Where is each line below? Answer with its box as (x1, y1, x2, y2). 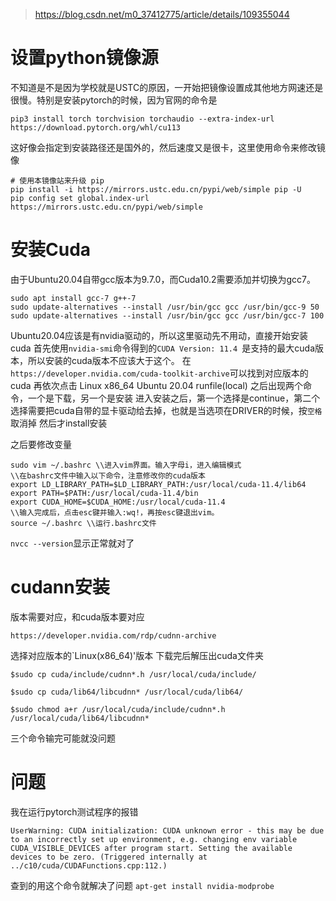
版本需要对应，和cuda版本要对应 (10, 610, 145, 623)
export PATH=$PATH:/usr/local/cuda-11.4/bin (10, 488, 199, 498)
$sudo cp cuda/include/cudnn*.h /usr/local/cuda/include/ (10, 669, 257, 679)
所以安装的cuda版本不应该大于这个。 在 (27, 354, 192, 366)
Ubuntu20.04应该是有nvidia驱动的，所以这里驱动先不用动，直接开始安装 (10, 329, 309, 341)
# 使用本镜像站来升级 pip (10, 175, 105, 186)
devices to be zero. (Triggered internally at (10, 852, 208, 862)
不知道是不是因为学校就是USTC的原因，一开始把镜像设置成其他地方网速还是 (10, 81, 324, 93)
